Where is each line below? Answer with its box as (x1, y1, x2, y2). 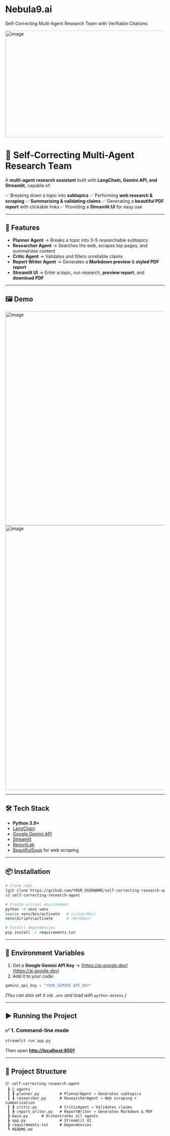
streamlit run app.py (5, 1038, 51, 1043)
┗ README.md (7, 1127, 33, 1132)
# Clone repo (5, 883, 33, 888)
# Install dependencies (5, 925, 56, 931)
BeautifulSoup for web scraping (12, 847, 79, 853)
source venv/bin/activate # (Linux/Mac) (5, 911, 96, 916)
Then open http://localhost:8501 (5, 1048, 75, 1054)
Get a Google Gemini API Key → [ (12, 962, 83, 968)
